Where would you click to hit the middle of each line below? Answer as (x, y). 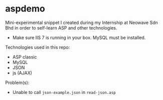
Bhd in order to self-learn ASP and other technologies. (61, 27)
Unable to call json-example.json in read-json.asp (64, 92)
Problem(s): (17, 82)
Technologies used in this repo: (38, 47)
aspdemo (25, 9)
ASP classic (25, 57)
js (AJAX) (22, 72)
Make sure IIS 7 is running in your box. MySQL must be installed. (79, 37)
